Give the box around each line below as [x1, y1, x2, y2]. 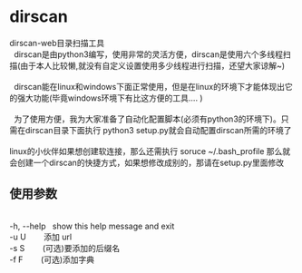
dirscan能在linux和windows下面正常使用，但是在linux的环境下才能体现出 [13, 81, 286, 92]
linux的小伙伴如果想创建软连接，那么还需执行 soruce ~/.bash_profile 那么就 [9, 145, 291, 156]
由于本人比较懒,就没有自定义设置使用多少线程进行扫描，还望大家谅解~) [20, 60, 286, 71]
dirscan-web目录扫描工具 [9, 37, 105, 48]
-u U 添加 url [9, 231, 73, 242]
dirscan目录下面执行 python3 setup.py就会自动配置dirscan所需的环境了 [24, 124, 292, 135]
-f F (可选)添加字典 [9, 254, 95, 265]
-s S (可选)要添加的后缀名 [9, 242, 121, 253]
